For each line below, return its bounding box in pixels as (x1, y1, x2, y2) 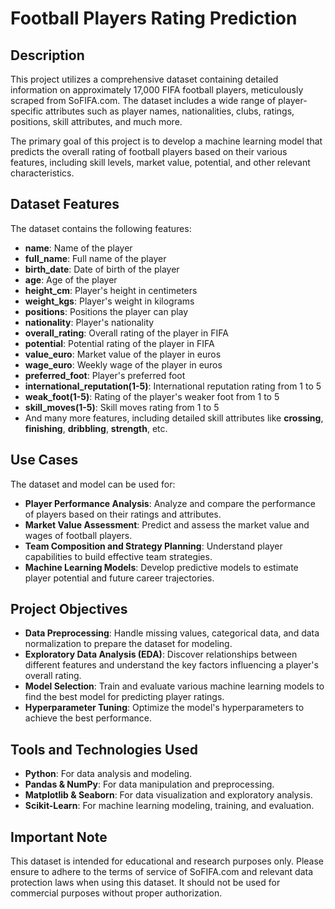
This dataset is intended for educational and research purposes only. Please (10, 855, 324, 867)
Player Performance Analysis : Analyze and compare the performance (24, 497, 316, 509)
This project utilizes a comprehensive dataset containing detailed (10, 73, 279, 85)
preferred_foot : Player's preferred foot (24, 369, 186, 381)
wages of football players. (24, 529, 133, 541)
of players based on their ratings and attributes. (24, 508, 222, 520)
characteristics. (10, 167, 75, 179)
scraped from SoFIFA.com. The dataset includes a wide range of (10, 95, 277, 106)
